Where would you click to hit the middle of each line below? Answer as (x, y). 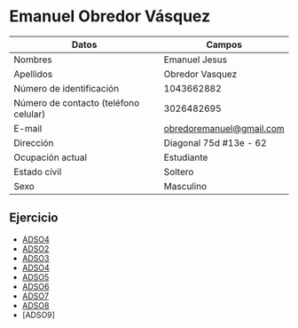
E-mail (28, 128)
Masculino (185, 186)
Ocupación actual (50, 157)
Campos (224, 44)
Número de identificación (67, 88)
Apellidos (33, 74)
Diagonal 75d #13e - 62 (216, 142)
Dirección (34, 142)
